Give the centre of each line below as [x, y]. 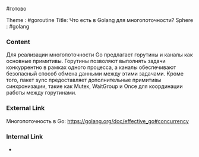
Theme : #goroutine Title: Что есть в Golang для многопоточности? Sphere [100, 20]
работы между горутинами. [42, 93]
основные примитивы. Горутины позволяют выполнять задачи [86, 61]
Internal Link [25, 136]
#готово [16, 9]
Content [18, 42]
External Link [26, 108]
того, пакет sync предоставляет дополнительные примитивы [84, 80]
